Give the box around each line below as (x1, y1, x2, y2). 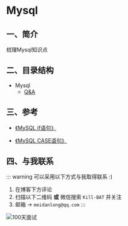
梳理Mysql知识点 (6, 46, 48, 53)
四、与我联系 (6, 156, 54, 166)
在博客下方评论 (14, 186, 52, 193)
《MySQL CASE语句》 (14, 136, 67, 144)
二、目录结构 (6, 66, 54, 76)
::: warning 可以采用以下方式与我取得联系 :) (6, 173, 113, 180)
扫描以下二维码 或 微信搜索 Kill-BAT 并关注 (14, 194, 122, 201)
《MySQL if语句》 (14, 124, 56, 131)
